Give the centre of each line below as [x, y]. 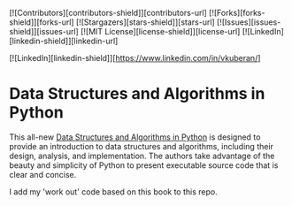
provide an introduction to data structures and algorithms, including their [142, 146]
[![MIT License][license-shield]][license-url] [161, 31]
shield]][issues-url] [44, 31]
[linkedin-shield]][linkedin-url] [64, 41]
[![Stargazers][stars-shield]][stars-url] [145, 22]
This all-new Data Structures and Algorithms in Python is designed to [135, 137]
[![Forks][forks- [237, 13]
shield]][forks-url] [42, 22]
